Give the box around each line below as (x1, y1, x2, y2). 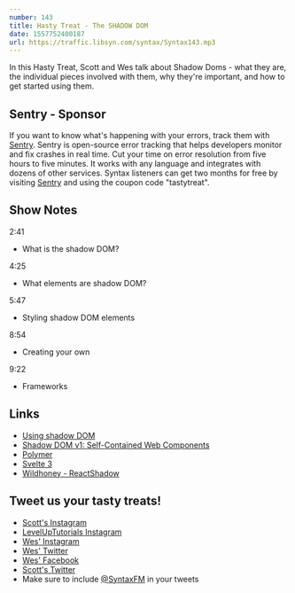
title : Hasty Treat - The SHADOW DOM (9, 21, 149, 30)
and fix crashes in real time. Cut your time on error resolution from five (9, 149, 267, 160)
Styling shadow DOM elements (21, 312, 136, 323)
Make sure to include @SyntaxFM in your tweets (21, 573, 199, 584)
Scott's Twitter (21, 564, 76, 574)
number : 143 (9, 12, 53, 22)
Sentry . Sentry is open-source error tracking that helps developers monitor (9, 139, 283, 151)
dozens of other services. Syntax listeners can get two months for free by (9, 168, 278, 178)
